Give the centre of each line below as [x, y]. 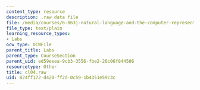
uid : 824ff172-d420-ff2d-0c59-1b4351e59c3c [61, 78]
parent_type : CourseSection [41, 56]
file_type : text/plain [34, 28]
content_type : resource [36, 12]
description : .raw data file [42, 17]
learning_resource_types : [38, 34]
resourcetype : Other [32, 67]
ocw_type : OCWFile [29, 45]
